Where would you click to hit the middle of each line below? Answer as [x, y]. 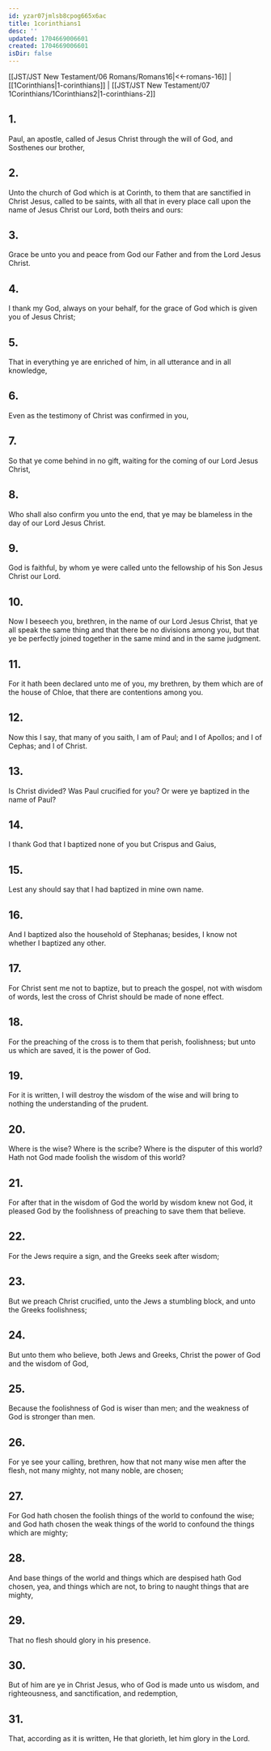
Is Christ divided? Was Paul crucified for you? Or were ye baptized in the [129, 790]
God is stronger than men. [52, 1417]
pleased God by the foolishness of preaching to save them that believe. [127, 1211]
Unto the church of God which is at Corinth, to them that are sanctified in [129, 192]
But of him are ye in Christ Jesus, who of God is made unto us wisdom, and [134, 1685]
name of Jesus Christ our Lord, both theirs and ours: [96, 210]
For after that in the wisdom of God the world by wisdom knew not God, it [131, 1203]
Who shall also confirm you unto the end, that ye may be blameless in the [131, 514]
